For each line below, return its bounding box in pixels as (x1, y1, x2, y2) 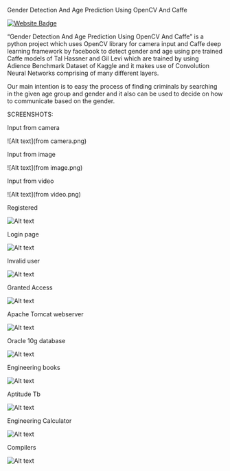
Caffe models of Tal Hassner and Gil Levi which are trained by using (7, 54, 199, 63)
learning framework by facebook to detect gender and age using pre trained (7, 47, 223, 55)
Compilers (7, 443, 36, 451)
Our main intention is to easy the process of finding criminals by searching (7, 83, 218, 90)
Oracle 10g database (7, 337, 66, 344)
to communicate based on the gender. (7, 97, 115, 105)
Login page (7, 230, 39, 238)
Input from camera (7, 124, 60, 131)
